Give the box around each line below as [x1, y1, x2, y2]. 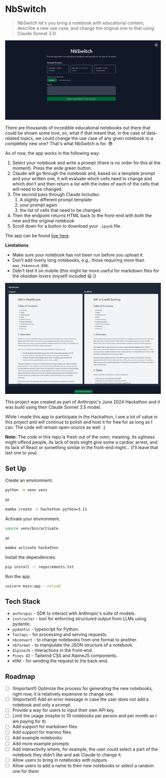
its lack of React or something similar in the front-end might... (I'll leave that [5, 445, 159, 451]
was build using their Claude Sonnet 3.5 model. [5, 404, 101, 410]
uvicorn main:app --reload [5, 583, 61, 588]
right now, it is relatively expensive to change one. [12, 691, 115, 697]
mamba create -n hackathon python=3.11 [5, 507, 87, 512]
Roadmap [5, 672, 36, 681]
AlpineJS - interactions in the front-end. [12, 648, 93, 653]
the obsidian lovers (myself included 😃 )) [12, 273, 96, 279]
